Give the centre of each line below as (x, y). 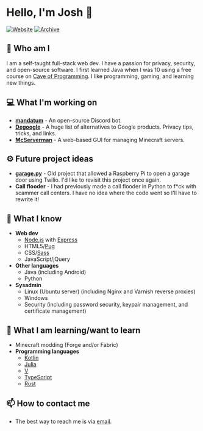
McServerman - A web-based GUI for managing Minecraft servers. (100, 140)
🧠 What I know (34, 219)
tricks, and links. (36, 133)
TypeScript (38, 377)
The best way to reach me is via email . (63, 421)
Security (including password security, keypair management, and (106, 305)
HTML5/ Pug (39, 246)
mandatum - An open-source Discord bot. (68, 120)
